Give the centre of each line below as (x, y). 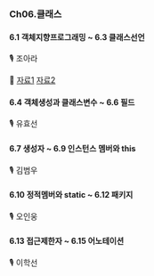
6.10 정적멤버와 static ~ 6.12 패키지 (71, 195)
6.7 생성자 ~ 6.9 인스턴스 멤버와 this (73, 148)
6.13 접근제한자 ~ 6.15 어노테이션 (67, 241)
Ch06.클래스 (36, 13)
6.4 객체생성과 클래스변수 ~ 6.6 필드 (72, 102)
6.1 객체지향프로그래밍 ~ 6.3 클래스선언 (77, 37)
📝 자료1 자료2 (32, 80)
